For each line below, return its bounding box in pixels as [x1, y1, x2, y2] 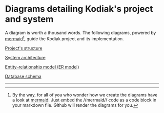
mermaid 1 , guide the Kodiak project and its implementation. [5, 35, 124, 42]
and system [5, 14, 54, 25]
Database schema [5, 73, 41, 79]
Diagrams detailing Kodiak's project [5, 3, 153, 15]
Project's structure [5, 45, 42, 51]
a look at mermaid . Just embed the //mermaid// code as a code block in [12, 97, 157, 103]
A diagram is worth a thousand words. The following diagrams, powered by [5, 30, 156, 35]
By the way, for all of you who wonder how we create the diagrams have [12, 92, 158, 97]
